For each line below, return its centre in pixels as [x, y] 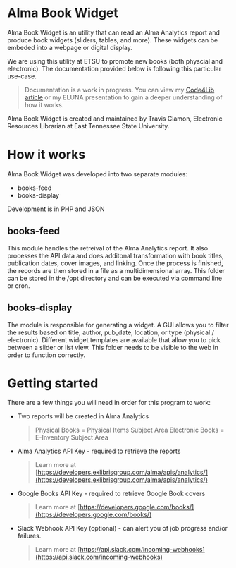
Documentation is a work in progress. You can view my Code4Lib [119, 90]
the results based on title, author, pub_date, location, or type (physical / [111, 332]
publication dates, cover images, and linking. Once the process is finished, [115, 263]
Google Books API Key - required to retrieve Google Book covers [111, 494]
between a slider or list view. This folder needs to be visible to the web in [113, 347]
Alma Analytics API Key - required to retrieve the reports [99, 451]
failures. [29, 536]
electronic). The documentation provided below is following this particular [114, 68]
